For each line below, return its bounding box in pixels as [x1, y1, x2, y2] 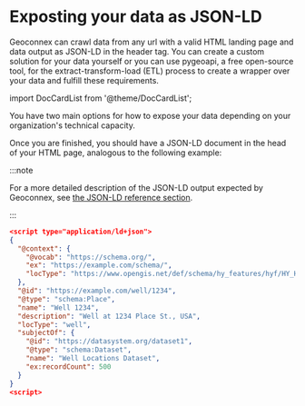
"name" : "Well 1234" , [17, 302, 100, 312]
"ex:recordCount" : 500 [25, 361, 112, 371]
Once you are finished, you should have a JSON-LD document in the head [9, 137, 287, 148]
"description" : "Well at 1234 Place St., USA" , [17, 312, 202, 321]
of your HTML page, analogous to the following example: [9, 147, 222, 158]
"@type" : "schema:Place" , [17, 294, 116, 303]
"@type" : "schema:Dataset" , [25, 345, 132, 355]
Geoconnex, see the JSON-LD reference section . [9, 192, 193, 203]
